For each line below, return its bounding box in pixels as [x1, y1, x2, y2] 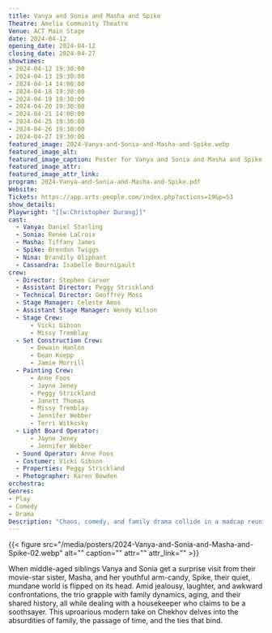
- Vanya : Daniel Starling [15, 223, 104, 231]
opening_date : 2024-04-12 [8, 42, 96, 50]
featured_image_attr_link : [8, 170, 100, 179]
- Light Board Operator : [15, 427, 100, 435]
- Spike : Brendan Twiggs [15, 246, 100, 254]
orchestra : [8, 480, 45, 488]
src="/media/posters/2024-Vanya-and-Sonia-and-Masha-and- [42, 540, 253, 549]
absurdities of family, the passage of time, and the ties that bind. [8, 616, 223, 626]
